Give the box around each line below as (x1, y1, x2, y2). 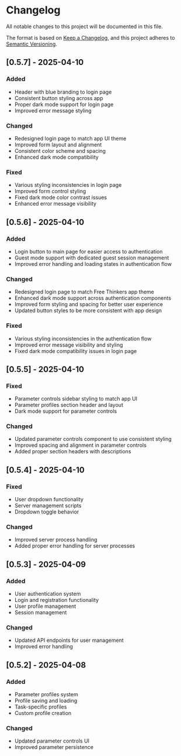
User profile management (14, 603, 76, 610)
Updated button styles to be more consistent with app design (14, 307, 162, 314)
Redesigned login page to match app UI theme (14, 135, 127, 142)
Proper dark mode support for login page (14, 101, 114, 108)
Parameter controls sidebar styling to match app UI (14, 395, 138, 402)
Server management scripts (14, 502, 82, 509)
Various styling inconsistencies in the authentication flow (14, 335, 152, 342)
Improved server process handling (14, 536, 98, 543)
